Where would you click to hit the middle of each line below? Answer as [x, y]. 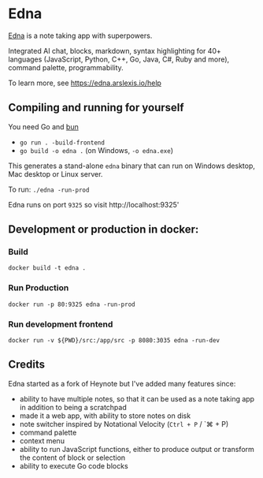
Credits [27, 365]
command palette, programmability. [66, 67]
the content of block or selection [72, 457]
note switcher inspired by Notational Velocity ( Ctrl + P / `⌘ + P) [124, 424]
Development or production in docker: [104, 230]
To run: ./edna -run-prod [49, 189]
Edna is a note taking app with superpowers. [80, 35]
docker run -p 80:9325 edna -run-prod [72, 304]
